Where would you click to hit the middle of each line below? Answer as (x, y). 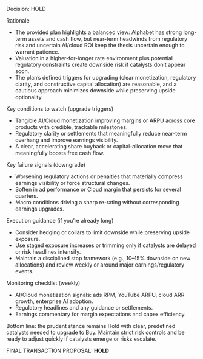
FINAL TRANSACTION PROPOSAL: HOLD (58, 350)
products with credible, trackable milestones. (71, 127)
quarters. (26, 196)
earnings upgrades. (40, 209)
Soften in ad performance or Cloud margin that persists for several (98, 189)
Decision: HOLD (26, 9)
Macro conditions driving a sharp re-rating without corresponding (97, 202)
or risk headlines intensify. (48, 252)
